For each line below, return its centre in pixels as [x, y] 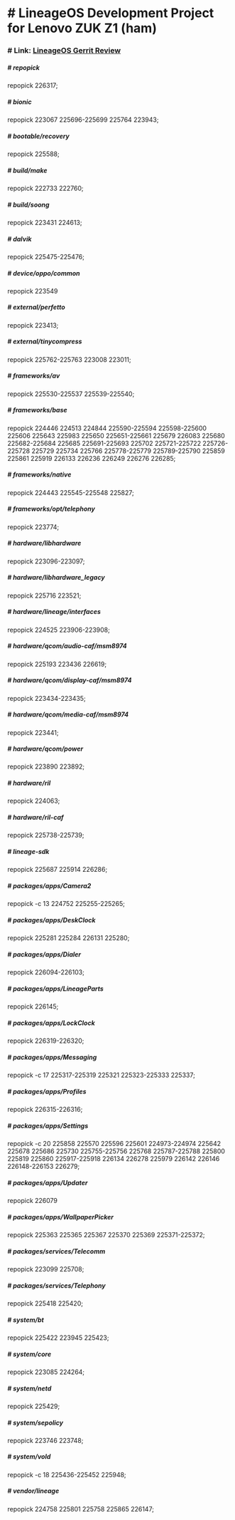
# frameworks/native [39, 474]
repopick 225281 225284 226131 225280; [69, 938]
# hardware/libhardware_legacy [56, 578]
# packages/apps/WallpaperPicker [60, 1217]
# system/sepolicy [35, 1422]
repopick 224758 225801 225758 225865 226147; [81, 1509]
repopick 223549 [33, 291]
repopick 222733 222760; [45, 188]
